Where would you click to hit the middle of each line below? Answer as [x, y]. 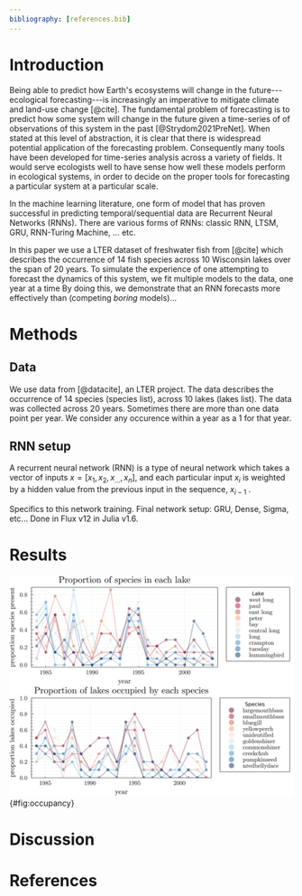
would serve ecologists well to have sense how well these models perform [147, 166]
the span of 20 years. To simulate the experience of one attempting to [139, 269]
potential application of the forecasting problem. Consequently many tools [147, 147]
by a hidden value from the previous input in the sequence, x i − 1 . [130, 490]
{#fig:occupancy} [42, 803]
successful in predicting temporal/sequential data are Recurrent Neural [141, 213]
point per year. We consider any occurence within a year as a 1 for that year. [151, 418]
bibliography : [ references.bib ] [70, 19]
